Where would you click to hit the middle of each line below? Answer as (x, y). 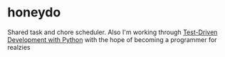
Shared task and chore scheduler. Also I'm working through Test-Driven (112, 32)
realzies (19, 47)
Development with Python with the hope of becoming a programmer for (112, 39)
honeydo (34, 12)
